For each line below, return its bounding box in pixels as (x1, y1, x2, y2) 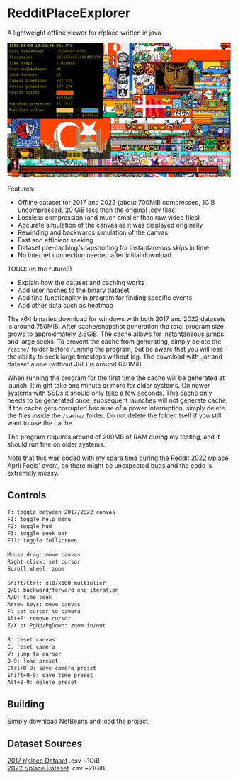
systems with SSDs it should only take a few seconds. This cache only (7, 388, 212, 397)
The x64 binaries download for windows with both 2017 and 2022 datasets (7, 314, 226, 323)
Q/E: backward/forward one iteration (7, 587, 119, 594)
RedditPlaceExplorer (7, 5, 131, 21)
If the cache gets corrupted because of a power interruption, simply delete (7, 403, 225, 412)
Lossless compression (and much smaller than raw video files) (17, 213, 200, 221)
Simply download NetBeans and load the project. (7, 717, 150, 726)
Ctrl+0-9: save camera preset (7, 665, 97, 672)
